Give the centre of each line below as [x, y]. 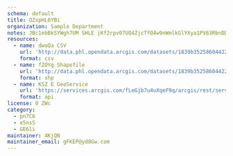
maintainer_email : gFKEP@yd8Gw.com [59, 142]
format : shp [37, 78]
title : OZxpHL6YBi [34, 20]
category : [21, 110]
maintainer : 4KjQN [34, 135]
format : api [37, 97]
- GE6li [25, 129]
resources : [23, 39]
